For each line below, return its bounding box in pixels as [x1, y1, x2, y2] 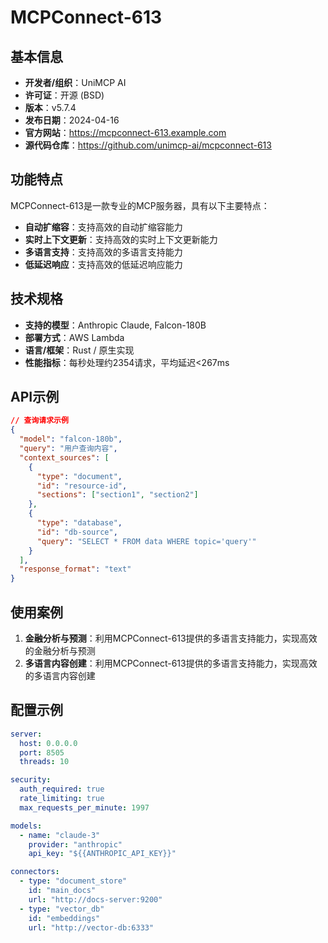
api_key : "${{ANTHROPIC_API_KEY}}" [28, 849, 177, 859]
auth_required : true [19, 784, 105, 795]
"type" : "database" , [36, 518, 123, 528]
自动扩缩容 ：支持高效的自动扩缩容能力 [24, 221, 183, 233]
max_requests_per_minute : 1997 [19, 802, 150, 813]
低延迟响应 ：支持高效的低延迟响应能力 [24, 258, 183, 270]
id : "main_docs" [28, 886, 97, 896]
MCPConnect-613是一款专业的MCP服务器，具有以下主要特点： [10, 199, 270, 211]
